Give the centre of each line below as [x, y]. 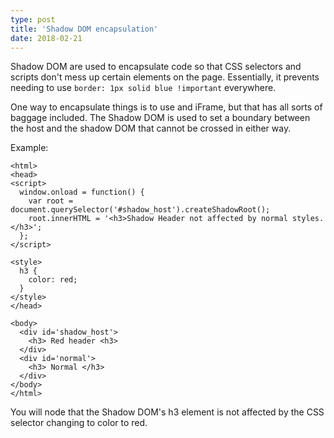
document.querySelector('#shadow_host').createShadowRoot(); [140, 210]
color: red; [53, 280]
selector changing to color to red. [79, 423]
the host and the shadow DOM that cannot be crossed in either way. [151, 128]
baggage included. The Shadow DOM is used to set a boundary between [160, 118]
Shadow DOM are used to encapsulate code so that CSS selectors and [156, 67]
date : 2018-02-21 [46, 38]
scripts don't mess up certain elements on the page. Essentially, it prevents [165, 77]
